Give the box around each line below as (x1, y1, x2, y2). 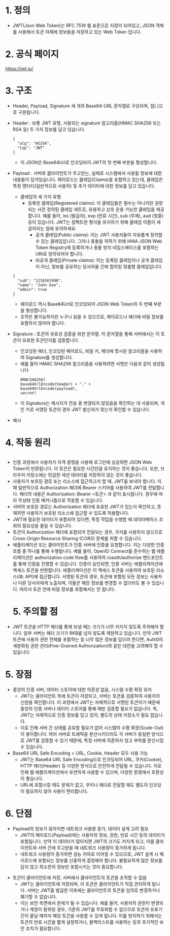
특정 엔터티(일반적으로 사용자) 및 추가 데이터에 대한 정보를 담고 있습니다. (12, 182, 156, 189)
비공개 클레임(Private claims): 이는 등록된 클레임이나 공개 (35, 257, 150, 263)
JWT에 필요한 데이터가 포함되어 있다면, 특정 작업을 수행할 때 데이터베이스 (12, 516, 158, 522)
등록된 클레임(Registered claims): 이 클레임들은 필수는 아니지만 (27, 200, 154, 206)
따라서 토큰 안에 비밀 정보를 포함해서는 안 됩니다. (19, 586, 116, 592)
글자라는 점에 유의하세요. (27, 225, 77, 231)
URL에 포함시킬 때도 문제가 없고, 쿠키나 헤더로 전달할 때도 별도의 (20, 782, 148, 788)
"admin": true (17, 287, 47, 292)
